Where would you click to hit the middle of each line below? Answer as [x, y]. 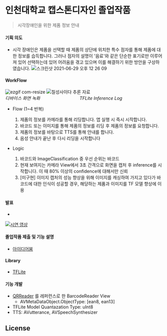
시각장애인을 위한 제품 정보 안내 [48, 25]
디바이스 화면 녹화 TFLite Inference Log [64, 98]
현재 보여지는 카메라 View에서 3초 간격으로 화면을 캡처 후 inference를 [88, 165]
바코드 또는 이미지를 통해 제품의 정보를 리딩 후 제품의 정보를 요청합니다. [90, 126]
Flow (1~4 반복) [28, 109]
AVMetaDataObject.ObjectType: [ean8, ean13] [67, 302]
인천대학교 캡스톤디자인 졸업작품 [68, 10]
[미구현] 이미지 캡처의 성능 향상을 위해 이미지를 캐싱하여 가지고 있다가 [88, 178]
